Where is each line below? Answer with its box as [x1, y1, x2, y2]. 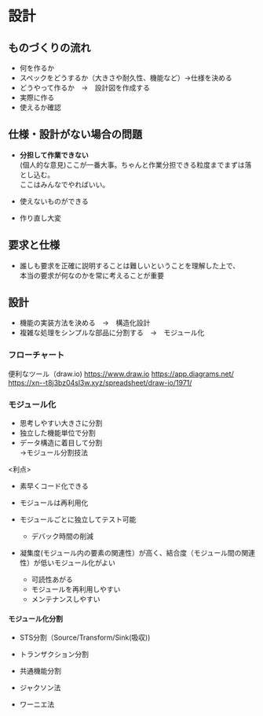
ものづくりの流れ [8, 41, 91, 54]
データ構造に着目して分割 [19, 438, 103, 448]
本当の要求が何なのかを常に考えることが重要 [19, 271, 165, 280]
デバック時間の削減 [31, 532, 94, 541]
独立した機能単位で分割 [19, 428, 96, 437]
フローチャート [8, 349, 65, 360]
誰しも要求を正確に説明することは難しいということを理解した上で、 [19, 260, 240, 270]
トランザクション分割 [19, 650, 89, 659]
